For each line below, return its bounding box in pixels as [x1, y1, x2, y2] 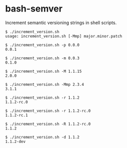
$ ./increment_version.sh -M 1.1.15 [5, 69, 82, 74]
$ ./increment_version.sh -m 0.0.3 [5, 56, 80, 61]
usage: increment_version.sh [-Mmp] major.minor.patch [5, 34, 122, 39]
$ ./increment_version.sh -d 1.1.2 [5, 134, 80, 139]
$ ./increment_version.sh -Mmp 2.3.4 [5, 82, 84, 87]
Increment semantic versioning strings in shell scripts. [5, 20, 117, 26]
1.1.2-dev [5, 139, 26, 144]
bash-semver [5, 3, 63, 15]
